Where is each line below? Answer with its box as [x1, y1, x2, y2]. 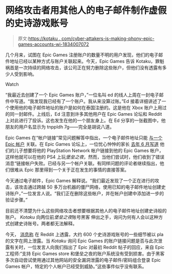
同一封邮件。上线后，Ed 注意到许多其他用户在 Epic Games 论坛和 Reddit [9, 111, 162, 117]
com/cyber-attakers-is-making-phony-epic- [61, 35, 155, 41]
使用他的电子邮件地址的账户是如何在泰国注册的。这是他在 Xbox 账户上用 [9, 104, 162, 111]
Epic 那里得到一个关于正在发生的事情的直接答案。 [24, 166, 130, 173]
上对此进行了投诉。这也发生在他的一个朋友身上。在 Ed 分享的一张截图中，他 [5, 117, 166, 123]
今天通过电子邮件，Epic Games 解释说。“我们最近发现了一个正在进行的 [5, 177, 155, 183]
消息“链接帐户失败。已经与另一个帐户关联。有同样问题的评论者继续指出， [5, 160, 160, 166]
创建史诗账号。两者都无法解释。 [9, 220, 77, 226]
